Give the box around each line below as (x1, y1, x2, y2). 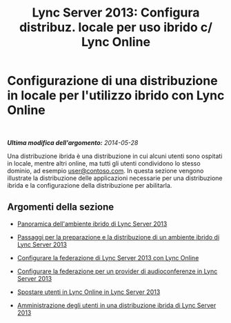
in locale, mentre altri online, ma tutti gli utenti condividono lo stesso (7, 159, 201, 167)
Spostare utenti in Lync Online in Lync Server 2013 (17, 288, 161, 296)
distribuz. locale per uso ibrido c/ (19, 19, 212, 35)
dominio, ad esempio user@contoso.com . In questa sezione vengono (7, 166, 204, 175)
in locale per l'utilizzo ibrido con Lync (7, 88, 225, 104)
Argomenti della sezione (7, 202, 114, 213)
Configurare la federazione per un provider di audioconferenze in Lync (17, 267, 218, 275)
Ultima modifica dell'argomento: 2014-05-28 (7, 138, 139, 146)
